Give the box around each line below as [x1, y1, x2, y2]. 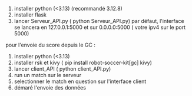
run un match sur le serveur [14, 72, 82, 78]
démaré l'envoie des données [14, 84, 87, 91]
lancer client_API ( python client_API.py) [14, 65, 111, 72]
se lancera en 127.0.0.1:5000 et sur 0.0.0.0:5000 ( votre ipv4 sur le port [14, 24, 186, 31]
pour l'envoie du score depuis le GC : [5, 41, 95, 48]
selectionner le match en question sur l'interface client [14, 78, 147, 85]
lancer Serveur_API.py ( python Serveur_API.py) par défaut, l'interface [14, 18, 184, 24]
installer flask [14, 11, 47, 18]
